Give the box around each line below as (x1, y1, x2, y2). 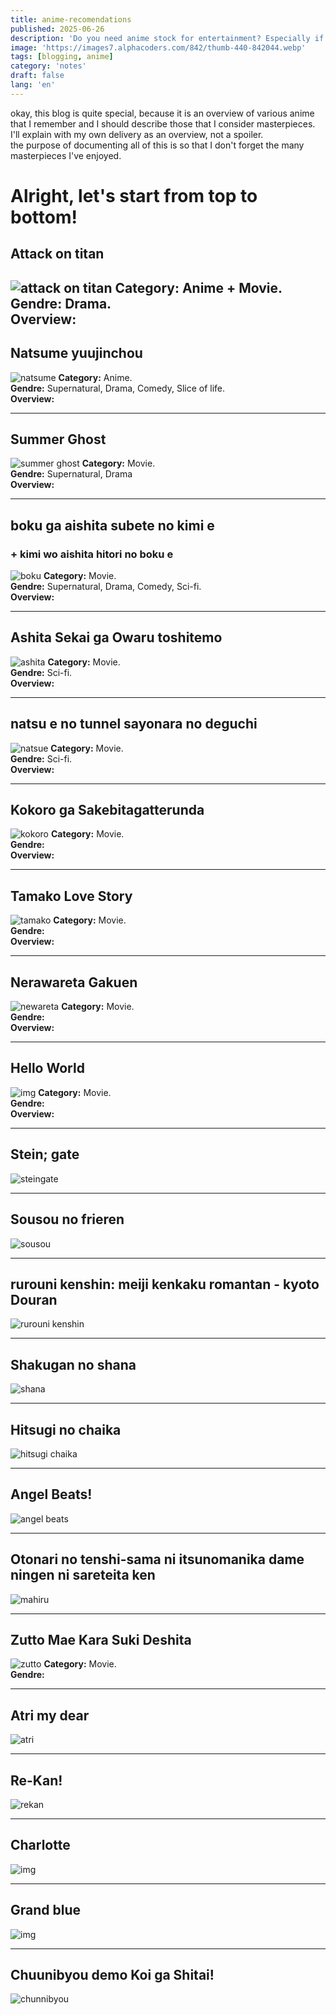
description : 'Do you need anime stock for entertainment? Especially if (10, 33, 325, 43)
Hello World (10, 1060, 85, 1077)
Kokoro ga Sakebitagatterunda (10, 802, 205, 819)
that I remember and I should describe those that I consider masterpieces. (10, 117, 316, 130)
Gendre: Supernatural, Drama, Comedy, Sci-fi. (10, 581, 202, 593)
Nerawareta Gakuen (10, 974, 138, 991)
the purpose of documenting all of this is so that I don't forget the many (10, 139, 305, 151)
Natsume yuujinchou (10, 345, 143, 362)
